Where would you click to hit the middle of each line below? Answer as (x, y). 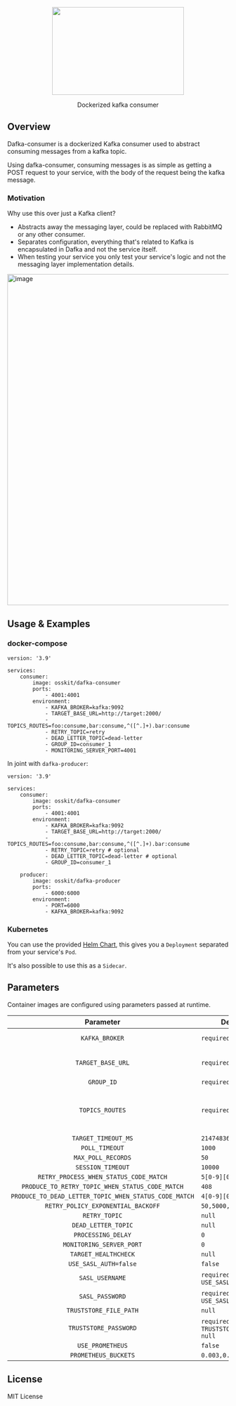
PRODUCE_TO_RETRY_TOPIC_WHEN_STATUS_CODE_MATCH (103, 1186)
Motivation (26, 198)
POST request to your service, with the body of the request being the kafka (116, 172)
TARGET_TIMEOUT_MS (103, 1138)
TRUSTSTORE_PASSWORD (102, 1328)
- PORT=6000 (62, 905)
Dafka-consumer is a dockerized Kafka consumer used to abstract (104, 143)
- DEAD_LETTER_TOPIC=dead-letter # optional (111, 856)
